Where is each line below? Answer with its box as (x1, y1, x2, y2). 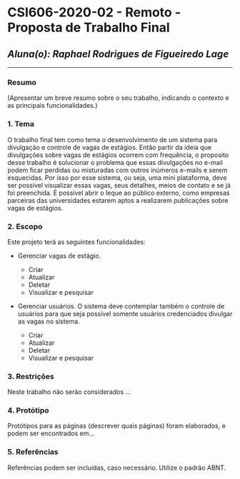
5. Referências (7, 447, 59, 457)
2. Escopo (7, 221, 43, 231)
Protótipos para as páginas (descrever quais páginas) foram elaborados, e (7, 422, 226, 430)
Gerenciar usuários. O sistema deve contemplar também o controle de (17, 301, 225, 311)
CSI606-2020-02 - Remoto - (7, 4, 181, 21)
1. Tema (7, 119, 34, 129)
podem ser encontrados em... (7, 429, 95, 438)
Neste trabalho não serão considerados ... (7, 388, 131, 396)
